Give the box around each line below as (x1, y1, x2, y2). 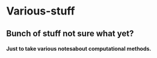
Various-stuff (6, 4, 75, 18)
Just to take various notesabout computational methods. (6, 45, 152, 53)
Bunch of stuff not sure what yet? (6, 28, 134, 39)
